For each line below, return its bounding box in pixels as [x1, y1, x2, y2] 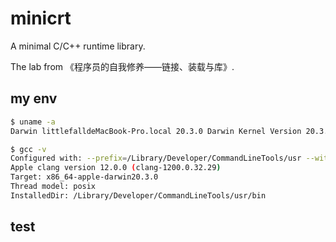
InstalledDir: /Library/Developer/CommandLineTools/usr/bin [10, 190, 267, 201]
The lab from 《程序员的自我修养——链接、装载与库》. [10, 60, 235, 72]
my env [10, 90, 58, 107]
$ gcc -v [10, 144, 47, 154]
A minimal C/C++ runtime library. [10, 40, 146, 52]
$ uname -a [10, 117, 56, 127]
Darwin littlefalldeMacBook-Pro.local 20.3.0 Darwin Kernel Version [10, 126, 302, 136]
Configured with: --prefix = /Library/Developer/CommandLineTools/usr [10, 153, 302, 164]
